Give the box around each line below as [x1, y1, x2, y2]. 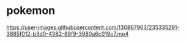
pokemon [6, 4, 56, 18]
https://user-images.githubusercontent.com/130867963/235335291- [6, 24, 180, 31]
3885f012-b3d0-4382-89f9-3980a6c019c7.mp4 [6, 30, 129, 37]
